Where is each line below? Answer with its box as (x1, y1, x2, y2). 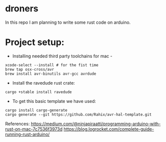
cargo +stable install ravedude (5, 90, 72, 95)
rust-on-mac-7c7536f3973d (5, 126, 63, 132)
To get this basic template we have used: (12, 98, 96, 104)
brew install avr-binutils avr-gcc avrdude (5, 71, 97, 76)
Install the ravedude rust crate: (12, 80, 75, 86)
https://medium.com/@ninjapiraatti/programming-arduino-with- (30, 121, 161, 127)
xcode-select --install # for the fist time (5, 62, 99, 67)
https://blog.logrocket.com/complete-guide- (63, 126, 155, 132)
